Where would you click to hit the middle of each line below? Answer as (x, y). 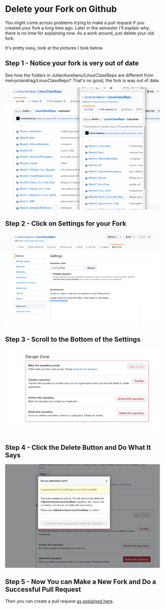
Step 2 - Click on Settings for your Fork (66, 223)
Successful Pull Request (43, 589)
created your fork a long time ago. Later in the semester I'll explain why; (78, 28)
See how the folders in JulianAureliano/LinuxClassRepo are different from (79, 75)
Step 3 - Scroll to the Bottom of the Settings (73, 339)
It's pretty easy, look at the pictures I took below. (54, 48)
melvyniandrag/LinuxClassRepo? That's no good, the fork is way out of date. (82, 80)
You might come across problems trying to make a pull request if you (75, 23)
